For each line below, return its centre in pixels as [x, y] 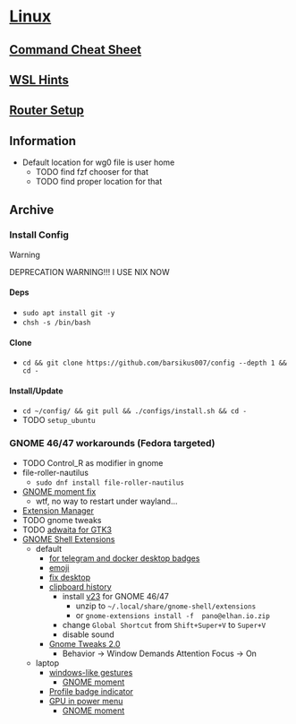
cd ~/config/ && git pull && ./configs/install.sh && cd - [135, 411]
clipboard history [80, 586]
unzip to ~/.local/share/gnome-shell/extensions [166, 606]
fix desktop [70, 577]
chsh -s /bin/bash [56, 323]
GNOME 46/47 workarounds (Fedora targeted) [112, 444]
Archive [32, 209]
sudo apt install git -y [68, 314]
